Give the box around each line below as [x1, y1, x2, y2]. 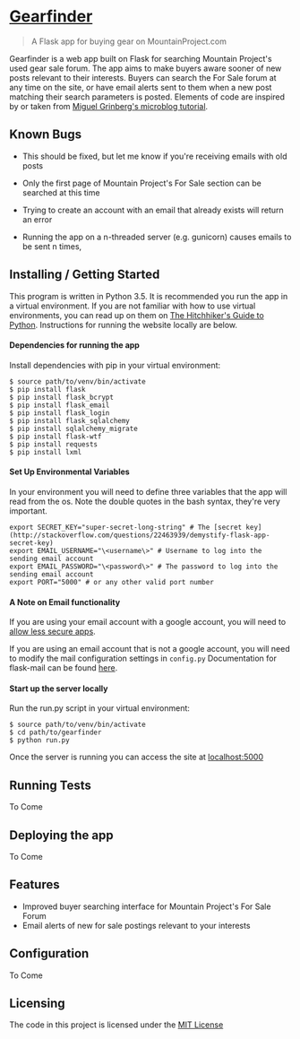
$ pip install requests [9, 439, 99, 449]
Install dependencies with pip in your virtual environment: [9, 359, 221, 370]
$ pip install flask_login [9, 408, 110, 418]
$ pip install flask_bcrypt [9, 393, 115, 402]
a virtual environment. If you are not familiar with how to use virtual [9, 300, 256, 311]
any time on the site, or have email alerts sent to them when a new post [9, 82, 272, 92]
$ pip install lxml [9, 447, 82, 456]
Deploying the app [9, 827, 114, 843]
